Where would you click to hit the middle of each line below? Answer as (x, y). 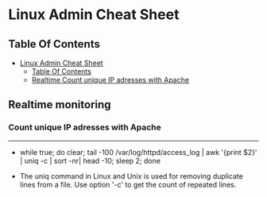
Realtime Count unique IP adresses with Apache (110, 80)
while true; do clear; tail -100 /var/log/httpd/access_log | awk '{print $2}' (138, 152)
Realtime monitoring (60, 105)
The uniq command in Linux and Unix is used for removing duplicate (132, 176)
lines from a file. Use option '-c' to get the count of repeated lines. (128, 184)
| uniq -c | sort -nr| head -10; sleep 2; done (90, 160)
